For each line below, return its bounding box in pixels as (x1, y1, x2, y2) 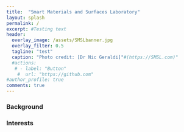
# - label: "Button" (14, 65, 67, 72)
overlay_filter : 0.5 (12, 43, 64, 49)
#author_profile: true (6, 77, 64, 83)
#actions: (12, 60, 37, 66)
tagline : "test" (12, 49, 53, 55)
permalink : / (6, 20, 40, 26)
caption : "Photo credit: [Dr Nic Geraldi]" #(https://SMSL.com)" (12, 54, 179, 60)
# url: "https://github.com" (17, 71, 94, 77)
